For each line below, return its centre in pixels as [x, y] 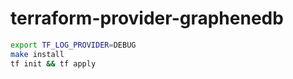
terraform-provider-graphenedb [147, 18]
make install [37, 54]
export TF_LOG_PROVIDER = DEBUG [73, 45]
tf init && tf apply [53, 63]
